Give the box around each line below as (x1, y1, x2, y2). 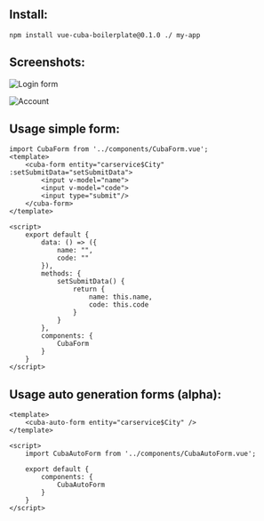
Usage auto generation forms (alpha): (9, 387, 222, 402)
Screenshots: (9, 55, 86, 70)
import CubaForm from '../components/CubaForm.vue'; (9, 145, 209, 154)
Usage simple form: (9, 122, 120, 137)
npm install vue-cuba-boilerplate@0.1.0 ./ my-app (9, 30, 201, 39)
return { (72, 285, 105, 294)
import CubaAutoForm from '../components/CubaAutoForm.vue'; (25, 449, 256, 459)
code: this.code (88, 301, 149, 309)
